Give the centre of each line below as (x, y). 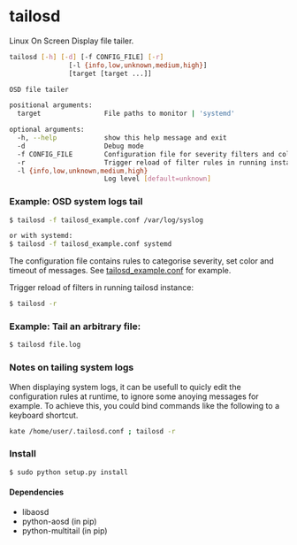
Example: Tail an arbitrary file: (75, 326)
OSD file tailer (39, 89)
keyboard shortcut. (44, 415)
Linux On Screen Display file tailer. (72, 41)
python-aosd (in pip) (59, 521)
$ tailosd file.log (45, 345)
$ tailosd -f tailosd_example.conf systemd (91, 244)
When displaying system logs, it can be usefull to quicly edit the (125, 387)
